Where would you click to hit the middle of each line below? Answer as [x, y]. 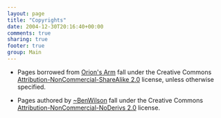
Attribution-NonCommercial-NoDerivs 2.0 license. [89, 108]
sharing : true [28, 40]
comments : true [29, 33]
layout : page [26, 14]
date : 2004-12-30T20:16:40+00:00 [55, 26]
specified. [32, 87]
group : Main [24, 53]
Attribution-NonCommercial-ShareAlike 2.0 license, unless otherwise [116, 79]
